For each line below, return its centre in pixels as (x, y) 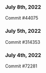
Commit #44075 (22, 18)
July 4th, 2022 (23, 55)
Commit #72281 (21, 66)
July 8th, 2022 (23, 7)
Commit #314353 (23, 42)
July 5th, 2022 (23, 31)
